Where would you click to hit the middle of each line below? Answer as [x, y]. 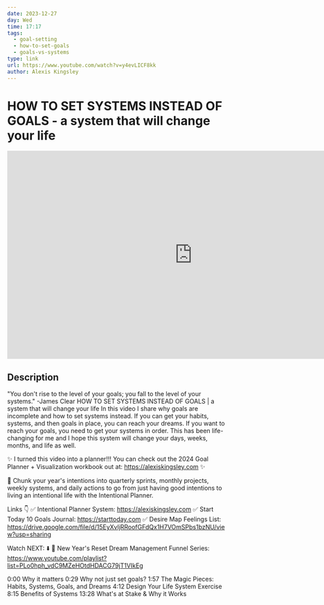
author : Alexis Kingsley [43, 71]
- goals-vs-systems [42, 53]
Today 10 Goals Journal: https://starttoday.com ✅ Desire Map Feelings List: [114, 519]
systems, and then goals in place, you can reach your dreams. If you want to [116, 423]
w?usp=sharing [29, 534]
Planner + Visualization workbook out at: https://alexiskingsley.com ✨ [106, 467]
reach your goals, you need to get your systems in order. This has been [109, 431]
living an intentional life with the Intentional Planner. [80, 495]
